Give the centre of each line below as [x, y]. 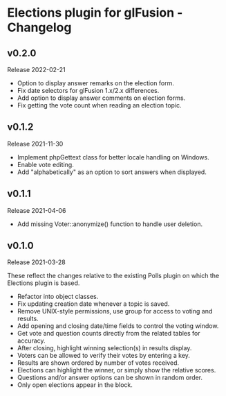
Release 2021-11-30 [35, 144]
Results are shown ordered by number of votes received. [98, 363]
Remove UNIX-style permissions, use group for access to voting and [115, 311]
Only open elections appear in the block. [75, 385]
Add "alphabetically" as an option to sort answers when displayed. [112, 172]
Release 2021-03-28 [36, 262]
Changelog [39, 27]
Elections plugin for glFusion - [95, 13]
